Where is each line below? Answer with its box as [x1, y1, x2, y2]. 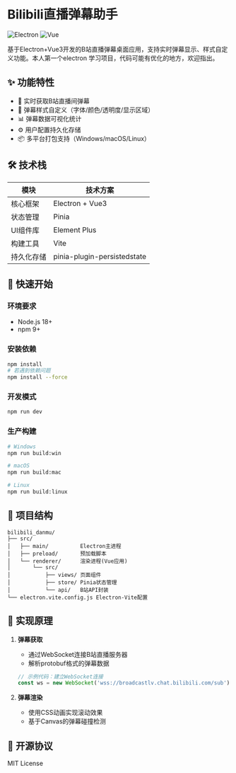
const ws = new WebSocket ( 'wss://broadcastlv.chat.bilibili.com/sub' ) [17, 680, 230, 687]
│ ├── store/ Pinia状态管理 [7, 578, 118, 586]
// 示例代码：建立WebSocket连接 [17, 673, 104, 680]
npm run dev [7, 408, 42, 416]
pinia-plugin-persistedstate [53, 251, 147, 261]
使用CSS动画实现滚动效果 [28, 709, 103, 717]
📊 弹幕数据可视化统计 [17, 114, 82, 122]
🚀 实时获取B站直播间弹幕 [17, 96, 90, 105]
